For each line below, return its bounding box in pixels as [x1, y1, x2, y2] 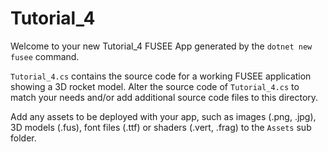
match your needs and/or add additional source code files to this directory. [10, 91, 319, 103]
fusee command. [10, 50, 80, 62]
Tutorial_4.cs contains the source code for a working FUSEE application [10, 70, 312, 82]
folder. [10, 132, 37, 144]
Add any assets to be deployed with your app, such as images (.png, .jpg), [10, 110, 317, 122]
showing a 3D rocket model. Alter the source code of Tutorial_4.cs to [10, 80, 300, 92]
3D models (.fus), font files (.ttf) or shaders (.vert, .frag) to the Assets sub [10, 121, 312, 133]
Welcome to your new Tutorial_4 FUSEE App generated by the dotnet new [10, 40, 313, 52]
